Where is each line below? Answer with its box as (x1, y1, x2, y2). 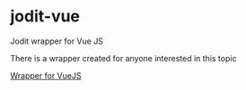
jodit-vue (10, 6, 80, 27)
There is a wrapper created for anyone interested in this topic (10, 53, 237, 63)
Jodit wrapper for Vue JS (10, 36, 104, 46)
